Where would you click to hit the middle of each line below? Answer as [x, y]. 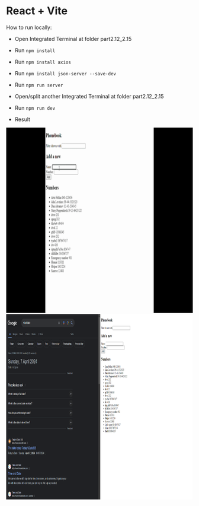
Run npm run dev [35, 107]
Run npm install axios [43, 62]
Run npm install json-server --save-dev [65, 73]
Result [23, 119]
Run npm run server [39, 85]
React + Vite [37, 11]
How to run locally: [29, 27]
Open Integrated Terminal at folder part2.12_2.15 [73, 39]
